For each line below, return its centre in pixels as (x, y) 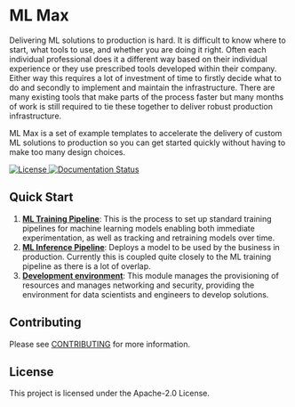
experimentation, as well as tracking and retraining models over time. (148, 238)
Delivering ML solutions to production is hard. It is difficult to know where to (147, 40)
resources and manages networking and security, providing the (138, 285)
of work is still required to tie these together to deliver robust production (141, 106)
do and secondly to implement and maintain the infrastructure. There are (142, 87)
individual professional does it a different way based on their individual (139, 59)
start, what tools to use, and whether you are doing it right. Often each (138, 49)
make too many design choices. (68, 151)
